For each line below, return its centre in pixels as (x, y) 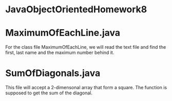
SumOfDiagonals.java (53, 73)
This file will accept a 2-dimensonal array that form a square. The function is (86, 88)
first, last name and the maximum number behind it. (60, 53)
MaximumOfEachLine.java (63, 33)
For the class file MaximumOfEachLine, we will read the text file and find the (86, 47)
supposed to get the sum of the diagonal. (49, 93)
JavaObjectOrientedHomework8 (76, 9)
